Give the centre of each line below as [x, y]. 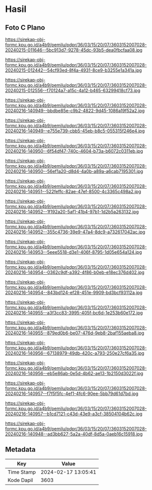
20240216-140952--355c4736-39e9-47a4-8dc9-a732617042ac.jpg [75, 232]
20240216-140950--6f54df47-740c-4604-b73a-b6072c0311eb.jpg [74, 151]
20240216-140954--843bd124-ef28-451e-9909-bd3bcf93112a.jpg [74, 293]
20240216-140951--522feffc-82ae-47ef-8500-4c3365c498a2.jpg [73, 192]
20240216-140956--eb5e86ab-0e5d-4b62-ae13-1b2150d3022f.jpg [74, 373]
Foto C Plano [25, 28]
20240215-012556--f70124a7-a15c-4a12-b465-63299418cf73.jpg [73, 90]
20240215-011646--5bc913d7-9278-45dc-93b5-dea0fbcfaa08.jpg [74, 50]
